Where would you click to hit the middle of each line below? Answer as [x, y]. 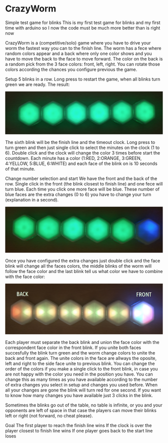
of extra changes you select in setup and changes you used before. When [81, 385]
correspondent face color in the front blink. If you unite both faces [73, 347]
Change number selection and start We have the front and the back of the [81, 178]
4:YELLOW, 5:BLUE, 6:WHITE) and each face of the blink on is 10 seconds [81, 163]
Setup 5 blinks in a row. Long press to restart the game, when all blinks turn [83, 79]
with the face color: [25, 276]
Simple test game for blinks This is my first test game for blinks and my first [83, 22]
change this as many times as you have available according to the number [81, 379]
